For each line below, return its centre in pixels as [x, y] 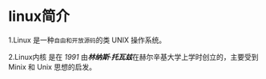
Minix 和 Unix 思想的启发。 [52, 67]
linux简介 [39, 16]
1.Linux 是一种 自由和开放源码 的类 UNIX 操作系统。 [87, 40]
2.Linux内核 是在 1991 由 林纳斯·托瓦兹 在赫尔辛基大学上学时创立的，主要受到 [133, 57]
